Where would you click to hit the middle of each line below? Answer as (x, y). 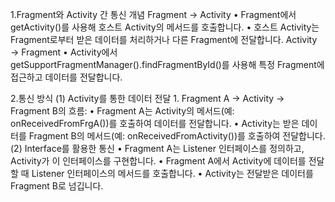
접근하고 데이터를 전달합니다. (66, 77)
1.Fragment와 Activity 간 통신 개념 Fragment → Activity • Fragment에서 (153, 14)
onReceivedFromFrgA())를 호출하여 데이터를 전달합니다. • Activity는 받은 (155, 123)
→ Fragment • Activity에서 (64, 52)
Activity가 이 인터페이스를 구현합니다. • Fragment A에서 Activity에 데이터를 (158, 161)
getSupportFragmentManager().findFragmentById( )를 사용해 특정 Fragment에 (167, 64)
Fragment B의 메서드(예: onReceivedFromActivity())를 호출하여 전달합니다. (177, 136)
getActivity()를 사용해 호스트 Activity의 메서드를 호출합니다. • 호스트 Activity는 (165, 27)
